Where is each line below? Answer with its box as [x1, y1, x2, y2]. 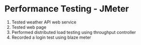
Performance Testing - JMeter [4, 3, 129, 14]
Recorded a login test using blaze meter [11, 34, 92, 40]
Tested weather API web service [11, 19, 77, 25]
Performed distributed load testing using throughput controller [11, 29, 136, 35]
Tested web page [11, 24, 47, 30]
